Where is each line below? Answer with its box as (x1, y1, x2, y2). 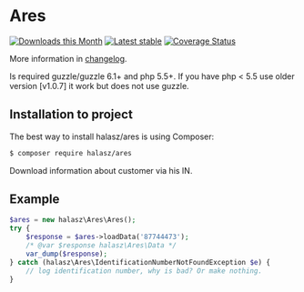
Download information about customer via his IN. (9, 165, 193, 176)
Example (9, 192, 60, 207)
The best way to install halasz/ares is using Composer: (9, 131, 215, 142)
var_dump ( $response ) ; (25, 249, 107, 258)
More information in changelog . (9, 53, 127, 64)
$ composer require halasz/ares (9, 148, 132, 157)
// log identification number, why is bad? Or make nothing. (25, 266, 262, 276)
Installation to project (9, 106, 134, 123)
